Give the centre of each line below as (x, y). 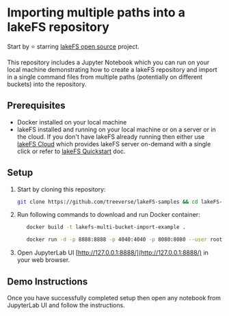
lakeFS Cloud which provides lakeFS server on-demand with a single (114, 144)
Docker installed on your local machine (72, 122)
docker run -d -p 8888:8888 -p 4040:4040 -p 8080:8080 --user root (124, 240)
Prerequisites (36, 106)
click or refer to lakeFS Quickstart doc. (71, 151)
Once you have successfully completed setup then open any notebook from (114, 298)
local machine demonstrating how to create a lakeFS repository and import (112, 69)
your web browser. (43, 260)
